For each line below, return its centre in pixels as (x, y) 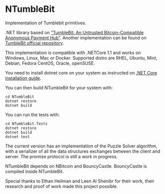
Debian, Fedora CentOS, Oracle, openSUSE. (50, 63)
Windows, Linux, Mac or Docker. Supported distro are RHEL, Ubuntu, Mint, (81, 58)
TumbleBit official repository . (35, 43)
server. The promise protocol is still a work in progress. (61, 156)
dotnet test (17, 137)
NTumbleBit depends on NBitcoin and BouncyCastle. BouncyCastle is (76, 166)
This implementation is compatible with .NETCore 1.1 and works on (73, 53)
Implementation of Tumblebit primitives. (46, 23)
